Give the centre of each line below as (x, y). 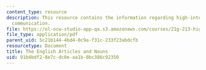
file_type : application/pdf (42, 35)
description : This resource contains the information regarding (90, 18)
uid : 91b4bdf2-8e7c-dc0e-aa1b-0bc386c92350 (63, 57)
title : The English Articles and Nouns (57, 52)
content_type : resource (37, 12)
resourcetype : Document (37, 46)
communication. (31, 23)
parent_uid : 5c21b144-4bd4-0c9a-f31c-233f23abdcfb (72, 40)
